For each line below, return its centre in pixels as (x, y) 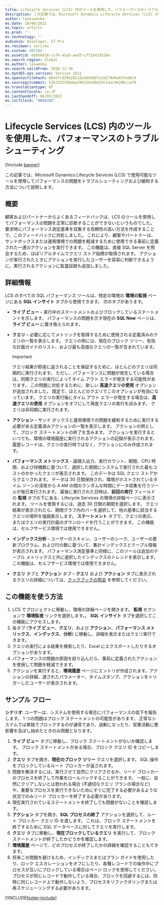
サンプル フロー (28, 700)
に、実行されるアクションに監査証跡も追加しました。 (58, 265)
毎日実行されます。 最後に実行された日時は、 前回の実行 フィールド (88, 491)
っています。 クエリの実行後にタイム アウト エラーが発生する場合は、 (82, 397)
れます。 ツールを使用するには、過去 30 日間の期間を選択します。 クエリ (85, 504)
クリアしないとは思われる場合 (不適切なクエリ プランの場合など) (85, 784)
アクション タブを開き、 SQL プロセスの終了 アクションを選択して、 (80, 815)
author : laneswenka (25, 19)
